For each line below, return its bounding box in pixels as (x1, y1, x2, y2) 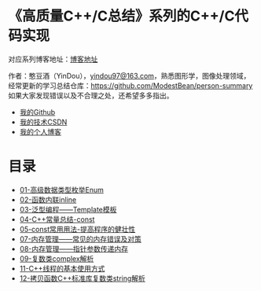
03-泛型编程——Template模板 (19, 204, 117, 214)
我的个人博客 (19, 127, 61, 136)
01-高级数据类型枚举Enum (19, 185, 104, 194)
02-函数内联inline (19, 194, 77, 204)
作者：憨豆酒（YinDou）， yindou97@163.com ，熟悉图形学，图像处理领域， (8, 71, 251, 80)
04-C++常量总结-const (19, 214, 95, 224)
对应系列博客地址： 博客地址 (8, 54, 98, 64)
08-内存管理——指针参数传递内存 (19, 244, 128, 253)
